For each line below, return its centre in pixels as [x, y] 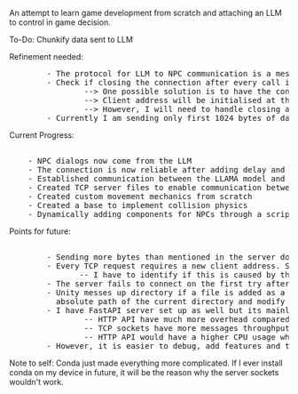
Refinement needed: [47, 56]
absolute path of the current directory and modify [171, 302]
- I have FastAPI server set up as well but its [154, 310]
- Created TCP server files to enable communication [145, 187]
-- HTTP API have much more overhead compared [187, 319]
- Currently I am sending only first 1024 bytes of [161, 118]
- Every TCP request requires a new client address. [164, 266]
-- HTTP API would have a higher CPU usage [180, 337]
